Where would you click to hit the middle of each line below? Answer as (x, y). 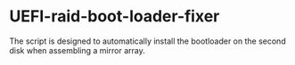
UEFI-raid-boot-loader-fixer (115, 16)
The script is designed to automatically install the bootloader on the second (148, 41)
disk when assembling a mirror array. (77, 50)
